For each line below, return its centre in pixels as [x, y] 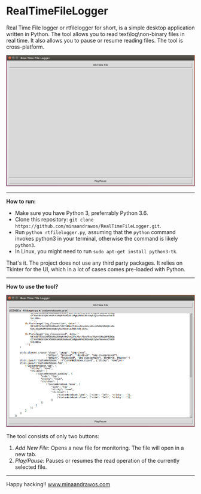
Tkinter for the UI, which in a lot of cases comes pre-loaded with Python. [96, 270]
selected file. [31, 467]
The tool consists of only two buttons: [53, 436]
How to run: [21, 202]
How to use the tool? [32, 287]
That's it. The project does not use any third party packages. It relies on [95, 263]
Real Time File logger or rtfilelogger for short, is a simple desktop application [101, 28]
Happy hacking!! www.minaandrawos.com [58, 484]
